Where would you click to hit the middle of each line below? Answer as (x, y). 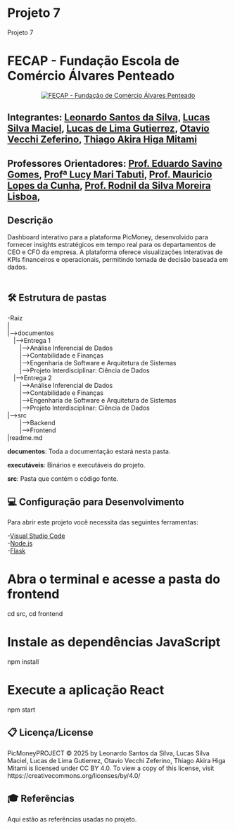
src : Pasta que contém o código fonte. (63, 479)
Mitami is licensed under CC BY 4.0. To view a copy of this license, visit (111, 768)
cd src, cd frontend (35, 614)
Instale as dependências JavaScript (114, 642)
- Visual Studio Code (36, 536)
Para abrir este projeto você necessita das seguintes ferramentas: (103, 522)
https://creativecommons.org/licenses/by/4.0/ (74, 775)
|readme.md (25, 438)
